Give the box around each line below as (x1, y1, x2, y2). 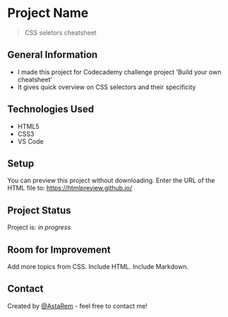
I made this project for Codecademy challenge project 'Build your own (17, 67, 222, 76)
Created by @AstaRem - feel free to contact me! (7, 301, 148, 310)
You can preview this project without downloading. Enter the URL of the (7, 176, 215, 185)
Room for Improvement (7, 243, 111, 255)
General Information (7, 49, 98, 61)
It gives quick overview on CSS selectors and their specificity (17, 83, 196, 91)
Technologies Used (7, 103, 94, 115)
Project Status (7, 204, 72, 217)
